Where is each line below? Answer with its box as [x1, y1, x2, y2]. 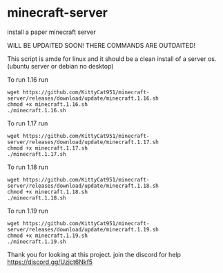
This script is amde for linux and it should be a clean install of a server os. [7, 54, 217, 63]
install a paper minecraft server [7, 28, 97, 36]
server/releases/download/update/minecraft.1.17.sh [7, 139, 159, 146]
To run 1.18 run [7, 163, 48, 171]
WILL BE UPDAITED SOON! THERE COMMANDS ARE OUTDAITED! [7, 41, 196, 49]
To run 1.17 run [7, 119, 48, 127]
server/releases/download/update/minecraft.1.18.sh [7, 182, 159, 189]
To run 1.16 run [7, 75, 48, 84]
